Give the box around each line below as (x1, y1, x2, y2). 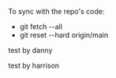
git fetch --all (19, 22, 63, 31)
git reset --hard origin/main (19, 31, 109, 39)
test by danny (8, 46, 53, 54)
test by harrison (8, 61, 60, 70)
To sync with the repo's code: (8, 7, 105, 16)
